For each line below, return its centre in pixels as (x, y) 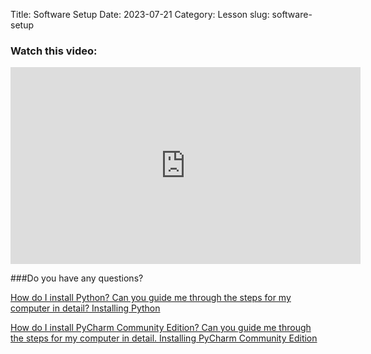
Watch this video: (54, 51)
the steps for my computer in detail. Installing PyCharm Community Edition (164, 338)
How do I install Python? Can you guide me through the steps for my (151, 298)
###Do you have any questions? (77, 278)
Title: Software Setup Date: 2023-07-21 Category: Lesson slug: (140, 14)
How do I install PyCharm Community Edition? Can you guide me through (161, 328)
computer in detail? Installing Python (85, 308)
